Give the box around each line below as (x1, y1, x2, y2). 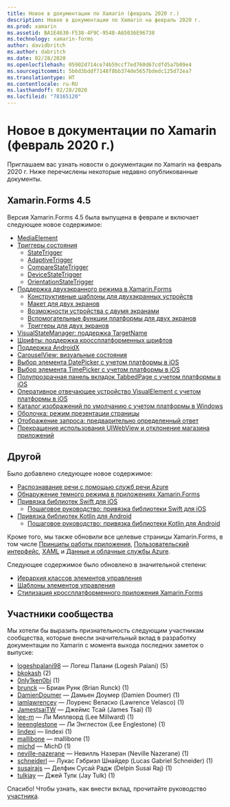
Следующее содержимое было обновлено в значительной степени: (7, 560, 207, 568)
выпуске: (7, 648, 34, 657)
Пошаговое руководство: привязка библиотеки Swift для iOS (27, 504, 207, 513)
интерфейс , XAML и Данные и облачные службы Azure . (7, 547, 170, 555)
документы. (7, 175, 43, 183)
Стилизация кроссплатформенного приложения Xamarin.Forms (16, 588, 203, 596)
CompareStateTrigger (27, 263, 89, 271)
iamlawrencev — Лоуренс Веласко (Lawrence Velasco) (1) (16, 698, 185, 707)
